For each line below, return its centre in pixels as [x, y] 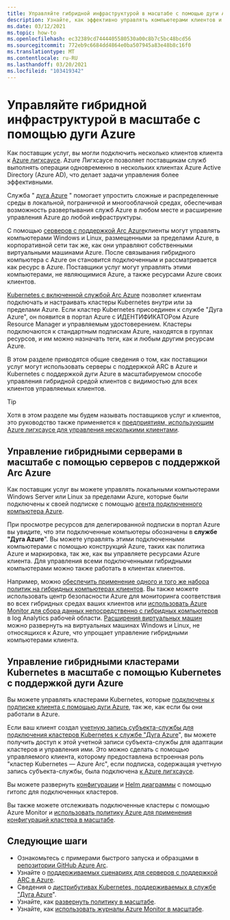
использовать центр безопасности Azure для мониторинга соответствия [114, 596]
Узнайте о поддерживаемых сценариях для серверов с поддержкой [117, 872]
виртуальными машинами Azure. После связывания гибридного [102, 253]
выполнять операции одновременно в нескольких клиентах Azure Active [114, 168]
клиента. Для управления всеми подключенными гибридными [99, 561]
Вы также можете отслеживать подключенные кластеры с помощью [108, 805]
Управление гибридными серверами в [95, 451]
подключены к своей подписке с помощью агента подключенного [105, 504]
